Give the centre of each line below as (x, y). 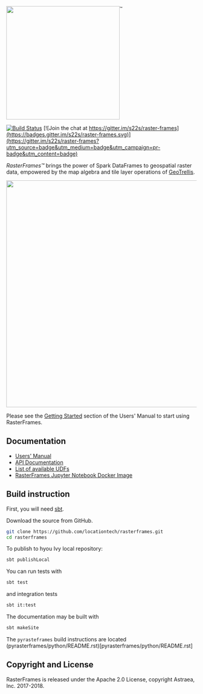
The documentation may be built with (53, 617)
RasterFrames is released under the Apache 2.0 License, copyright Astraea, (101, 679)
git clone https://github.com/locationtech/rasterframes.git (85, 532)
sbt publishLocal (28, 560)
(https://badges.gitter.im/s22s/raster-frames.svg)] (69, 134)
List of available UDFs (42, 468)
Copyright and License (50, 665)
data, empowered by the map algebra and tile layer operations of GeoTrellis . (101, 172)
